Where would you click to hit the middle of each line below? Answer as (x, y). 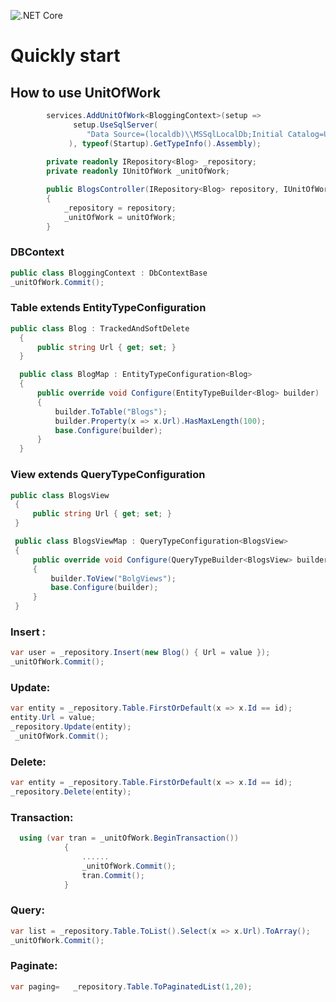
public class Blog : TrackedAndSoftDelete (100, 328)
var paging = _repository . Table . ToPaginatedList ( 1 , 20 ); (131, 986)
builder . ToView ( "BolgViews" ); (113, 578)
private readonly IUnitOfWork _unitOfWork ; (138, 171)
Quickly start (65, 56)
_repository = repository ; (120, 208)
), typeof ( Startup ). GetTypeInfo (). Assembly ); (165, 143)
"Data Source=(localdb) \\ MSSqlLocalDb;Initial (185, 134)
